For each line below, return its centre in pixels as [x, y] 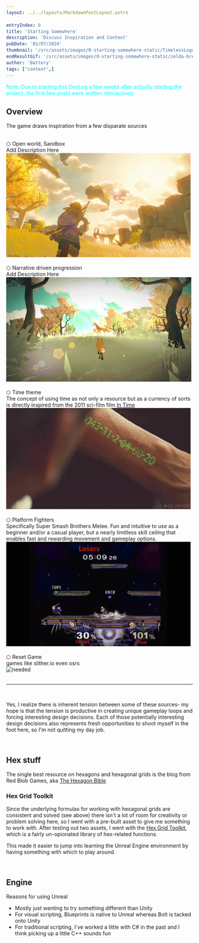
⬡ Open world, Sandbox [36, 144]
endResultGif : [24, 56]
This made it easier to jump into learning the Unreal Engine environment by [97, 846]
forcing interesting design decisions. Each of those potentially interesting [95, 717]
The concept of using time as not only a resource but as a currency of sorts [98, 399]
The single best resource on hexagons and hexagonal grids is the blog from [98, 774]
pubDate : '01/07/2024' [34, 44]
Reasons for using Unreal [37, 897]
